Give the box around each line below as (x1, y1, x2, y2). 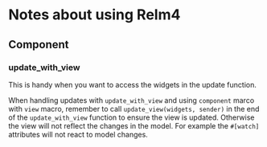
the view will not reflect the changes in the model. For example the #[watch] (8, 120, 260, 130)
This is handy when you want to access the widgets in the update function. (8, 80, 257, 89)
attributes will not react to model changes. (8, 129, 149, 139)
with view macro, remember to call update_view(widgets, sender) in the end (8, 104, 260, 113)
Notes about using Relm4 (8, 6, 181, 24)
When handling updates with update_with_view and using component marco (8, 95, 255, 105)
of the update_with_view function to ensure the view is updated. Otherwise (8, 112, 255, 122)
